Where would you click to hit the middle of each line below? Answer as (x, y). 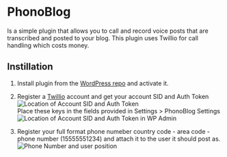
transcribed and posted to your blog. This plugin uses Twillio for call (103, 38)
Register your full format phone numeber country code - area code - (113, 131)
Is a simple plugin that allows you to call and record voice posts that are (108, 31)
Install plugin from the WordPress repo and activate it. (93, 83)
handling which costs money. (48, 45)
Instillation (30, 67)
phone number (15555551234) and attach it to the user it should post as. (119, 139)
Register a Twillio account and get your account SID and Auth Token (113, 96)
